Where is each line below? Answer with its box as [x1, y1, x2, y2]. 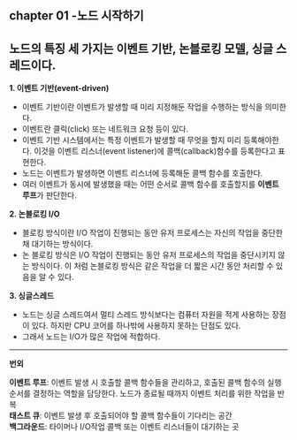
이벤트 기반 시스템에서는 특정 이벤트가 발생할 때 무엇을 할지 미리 [21, 135, 241, 146]
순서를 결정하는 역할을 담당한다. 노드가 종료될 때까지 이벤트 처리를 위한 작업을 [9, 388, 276, 399]
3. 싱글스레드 [9, 291, 55, 301]
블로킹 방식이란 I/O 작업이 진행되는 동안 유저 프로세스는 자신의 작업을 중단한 [21, 228, 283, 239]
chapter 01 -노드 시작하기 [9, 8, 144, 24]
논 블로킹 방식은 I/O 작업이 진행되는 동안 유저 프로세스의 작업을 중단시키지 [21, 250, 276, 261]
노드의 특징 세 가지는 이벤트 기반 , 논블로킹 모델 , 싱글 [9, 41, 274, 56]
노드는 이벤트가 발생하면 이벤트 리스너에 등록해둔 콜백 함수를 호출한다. [21, 168, 263, 178]
